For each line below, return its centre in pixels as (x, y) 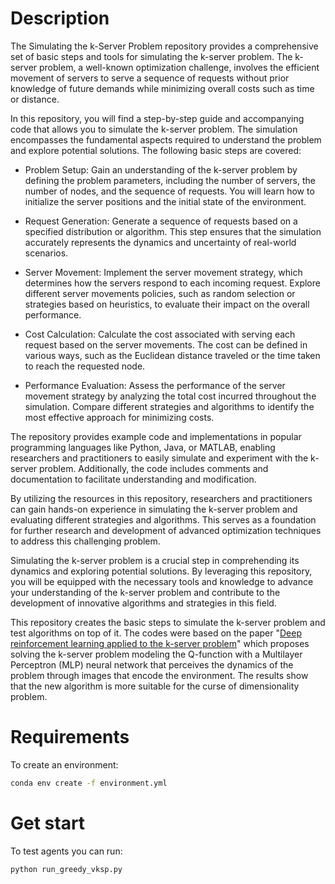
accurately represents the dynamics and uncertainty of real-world (160, 242)
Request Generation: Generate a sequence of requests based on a (161, 221)
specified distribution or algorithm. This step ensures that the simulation (173, 231)
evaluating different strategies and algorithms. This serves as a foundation (163, 519)
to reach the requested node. (85, 366)
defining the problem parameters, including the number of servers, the (170, 180)
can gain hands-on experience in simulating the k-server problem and (154, 509)
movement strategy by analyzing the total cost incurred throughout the (170, 396)
